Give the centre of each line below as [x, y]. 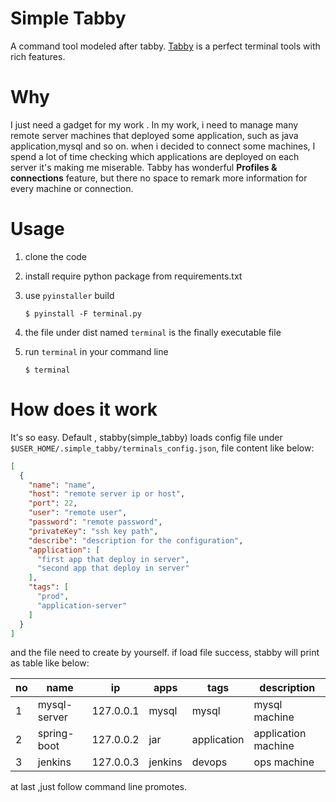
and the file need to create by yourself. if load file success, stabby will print [165, 653]
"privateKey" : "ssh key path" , [93, 531]
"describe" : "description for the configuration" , [136, 540]
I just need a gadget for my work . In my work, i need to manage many [154, 124]
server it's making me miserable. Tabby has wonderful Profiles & [144, 167]
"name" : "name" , [62, 485]
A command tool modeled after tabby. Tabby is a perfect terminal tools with [165, 46]
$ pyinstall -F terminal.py [83, 313]
